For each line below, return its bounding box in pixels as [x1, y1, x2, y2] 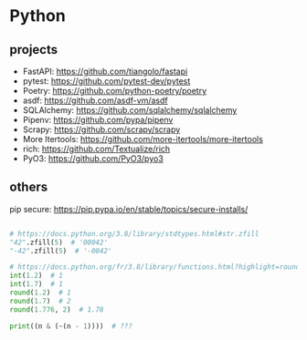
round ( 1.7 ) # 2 [9, 296, 71, 305]
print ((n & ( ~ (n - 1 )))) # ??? [9, 321, 132, 331]
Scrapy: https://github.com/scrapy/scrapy [22, 124, 181, 135]
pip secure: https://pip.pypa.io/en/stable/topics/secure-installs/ [9, 203, 249, 214]
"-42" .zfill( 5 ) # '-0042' [9, 246, 112, 255]
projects [9, 42, 58, 57]
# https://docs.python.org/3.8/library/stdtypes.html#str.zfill [9, 229, 259, 238]
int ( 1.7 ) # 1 [9, 280, 64, 289]
